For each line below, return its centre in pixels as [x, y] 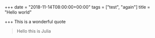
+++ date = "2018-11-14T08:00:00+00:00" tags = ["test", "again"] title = [77, 7]
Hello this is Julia [34, 31]
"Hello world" [18, 12]
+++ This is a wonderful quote [35, 22]
